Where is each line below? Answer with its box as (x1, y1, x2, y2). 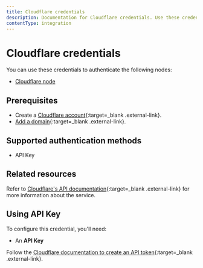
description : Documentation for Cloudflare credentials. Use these (6, 15, 180, 21)
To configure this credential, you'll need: (6, 225, 107, 232)
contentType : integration (6, 20, 71, 26)
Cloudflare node (14, 78, 56, 85)
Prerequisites (6, 95, 58, 106)
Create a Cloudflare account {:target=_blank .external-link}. (14, 111, 162, 119)
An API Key (14, 237, 44, 244)
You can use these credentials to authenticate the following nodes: (6, 66, 172, 73)
